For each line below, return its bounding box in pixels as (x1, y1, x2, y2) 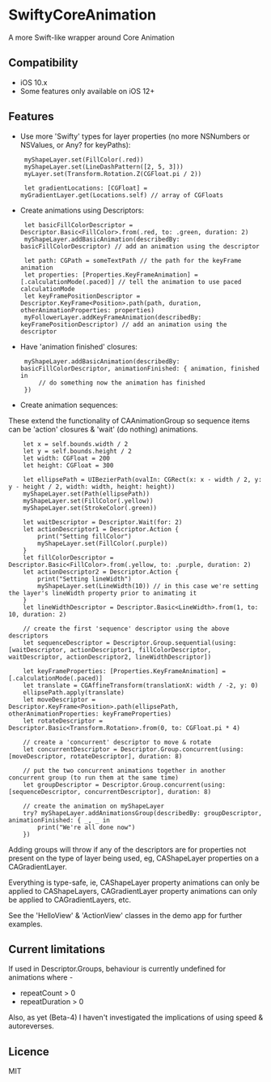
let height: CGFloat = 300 (23, 461, 114, 470)
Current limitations (8, 942, 105, 956)
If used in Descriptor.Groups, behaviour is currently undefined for (8, 964, 227, 974)
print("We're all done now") (37, 823, 136, 831)
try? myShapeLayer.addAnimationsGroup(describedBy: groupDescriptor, (23, 809, 263, 817)
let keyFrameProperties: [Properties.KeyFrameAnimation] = (23, 667, 227, 675)
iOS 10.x (19, 77, 48, 87)
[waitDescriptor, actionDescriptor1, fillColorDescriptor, (8, 646, 212, 654)
